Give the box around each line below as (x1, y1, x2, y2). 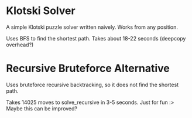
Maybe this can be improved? (6, 104, 78, 112)
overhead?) (6, 41, 34, 48)
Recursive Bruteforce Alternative (6, 62, 170, 75)
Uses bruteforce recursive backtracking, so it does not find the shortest (6, 81, 179, 88)
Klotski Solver (6, 4, 76, 18)
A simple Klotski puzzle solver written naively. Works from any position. (6, 23, 179, 31)
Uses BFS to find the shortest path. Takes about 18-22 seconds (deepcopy (6, 35, 186, 42)
